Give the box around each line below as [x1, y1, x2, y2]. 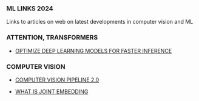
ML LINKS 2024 [6, 4, 53, 13]
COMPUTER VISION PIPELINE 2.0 [15, 76, 99, 83]
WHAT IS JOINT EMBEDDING [15, 88, 89, 95]
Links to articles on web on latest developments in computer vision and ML [6, 18, 194, 26]
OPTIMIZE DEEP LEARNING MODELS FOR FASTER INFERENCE [15, 47, 172, 54]
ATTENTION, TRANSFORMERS [6, 33, 98, 42]
